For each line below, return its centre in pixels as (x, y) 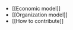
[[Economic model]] (36, 9)
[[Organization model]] (40, 15)
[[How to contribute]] (38, 21)
